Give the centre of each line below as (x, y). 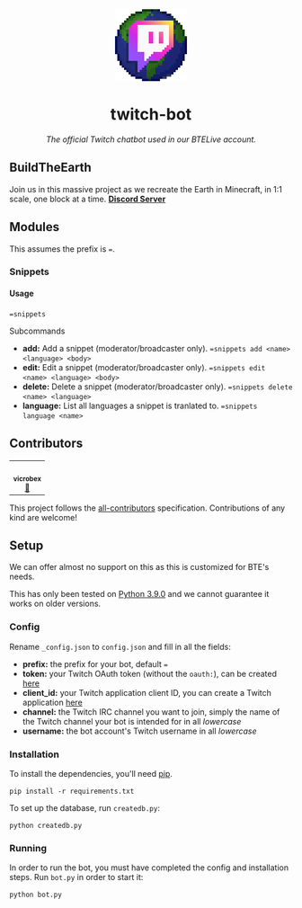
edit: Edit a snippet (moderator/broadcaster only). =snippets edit (144, 367)
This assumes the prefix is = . (62, 249)
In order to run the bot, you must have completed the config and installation (149, 868)
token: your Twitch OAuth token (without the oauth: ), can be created (149, 673)
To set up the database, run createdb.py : (84, 807)
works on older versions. (55, 604)
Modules (35, 227)
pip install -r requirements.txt (72, 791)
